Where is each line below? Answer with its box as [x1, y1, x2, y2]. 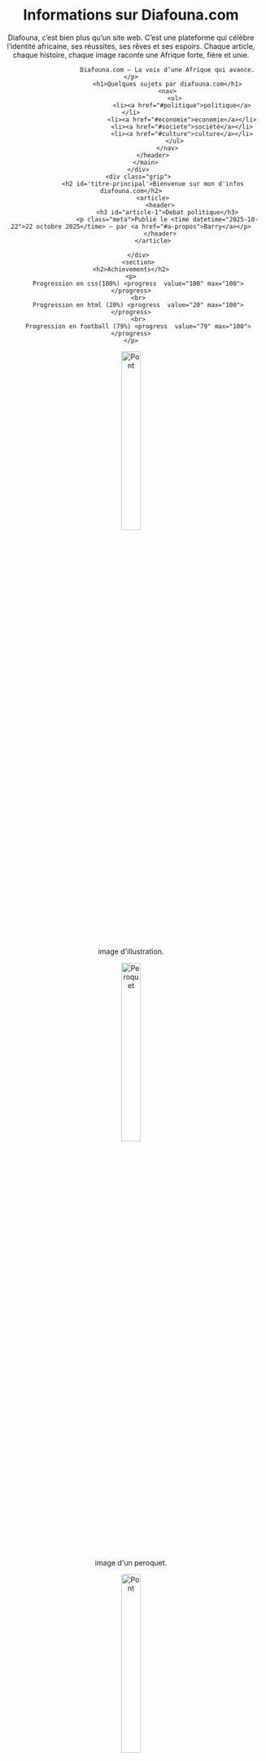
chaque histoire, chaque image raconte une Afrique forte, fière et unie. [12, 50, 250, 59]
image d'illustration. [98, 946, 164, 956]
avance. [229, 65, 255, 74]
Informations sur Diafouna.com [23, 6, 239, 24]
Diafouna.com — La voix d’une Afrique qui [79, 65, 226, 74]
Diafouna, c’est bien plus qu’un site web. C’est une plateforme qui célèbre [7, 33, 255, 42]
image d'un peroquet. [94, 1557, 168, 1567]
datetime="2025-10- [192, 215, 259, 223]
